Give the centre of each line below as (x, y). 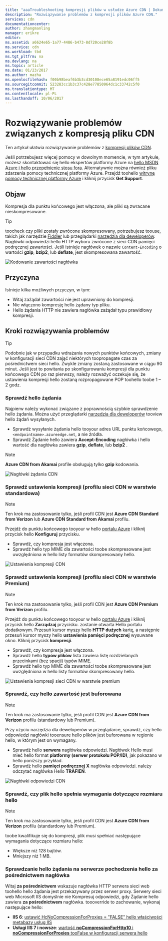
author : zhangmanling (28, 29)
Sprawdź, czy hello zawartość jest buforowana (63, 694)
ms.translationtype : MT (30, 89)
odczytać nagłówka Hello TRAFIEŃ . (49, 771)
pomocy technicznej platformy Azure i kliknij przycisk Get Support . (74, 179)
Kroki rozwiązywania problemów (57, 331)
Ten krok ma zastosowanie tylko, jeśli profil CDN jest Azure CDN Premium (82, 604)
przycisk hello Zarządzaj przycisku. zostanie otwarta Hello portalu (74, 624)
